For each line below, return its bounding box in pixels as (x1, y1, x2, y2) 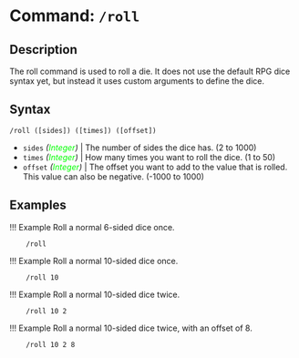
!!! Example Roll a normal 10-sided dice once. (9, 255, 179, 266)
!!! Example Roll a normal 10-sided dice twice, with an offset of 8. (9, 322, 253, 333)
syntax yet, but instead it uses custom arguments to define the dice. (9, 76, 265, 87)
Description (9, 42, 77, 57)
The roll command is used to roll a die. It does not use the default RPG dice (9, 66, 291, 77)
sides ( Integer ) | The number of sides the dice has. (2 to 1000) (22, 142, 257, 153)
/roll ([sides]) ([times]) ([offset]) (9, 126, 157, 135)
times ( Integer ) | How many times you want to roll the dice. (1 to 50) (22, 151, 276, 162)
